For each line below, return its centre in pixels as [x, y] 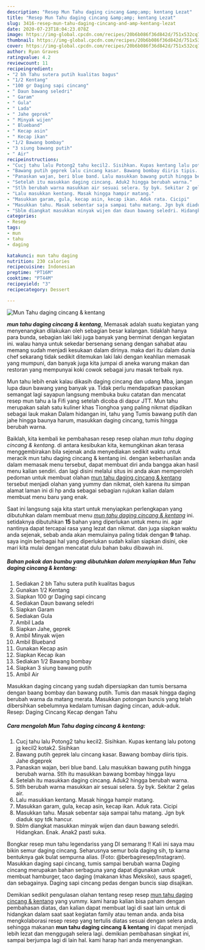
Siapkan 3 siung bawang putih [54, 668]
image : [15, 35]
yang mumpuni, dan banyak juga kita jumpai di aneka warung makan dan [98, 363]
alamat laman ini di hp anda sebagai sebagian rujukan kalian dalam [90, 490]
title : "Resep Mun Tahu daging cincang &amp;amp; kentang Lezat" [91, 18]
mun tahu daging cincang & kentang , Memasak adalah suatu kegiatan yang [103, 324]
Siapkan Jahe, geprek [43, 628]
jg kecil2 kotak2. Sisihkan [47, 747]
